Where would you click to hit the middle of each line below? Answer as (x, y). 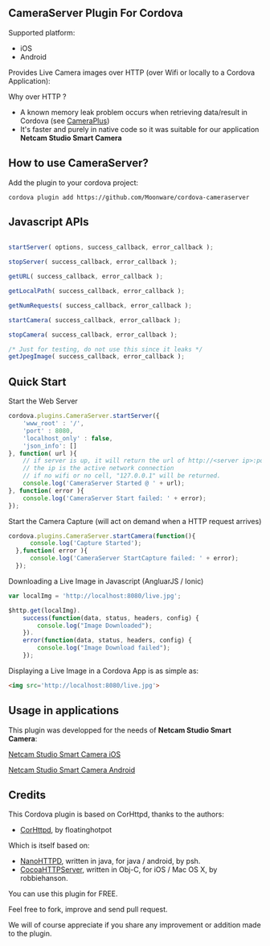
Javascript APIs (49, 222)
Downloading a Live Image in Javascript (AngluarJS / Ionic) (106, 581)
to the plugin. (30, 934)
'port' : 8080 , (48, 431)
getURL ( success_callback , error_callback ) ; (86, 277)
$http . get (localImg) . (45, 610)
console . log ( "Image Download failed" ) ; (104, 648)
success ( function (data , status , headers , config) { (111, 618)
